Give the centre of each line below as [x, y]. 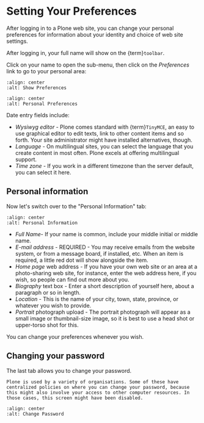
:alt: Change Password [35, 414]
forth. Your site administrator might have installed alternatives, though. [104, 140]
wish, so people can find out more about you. [72, 280]
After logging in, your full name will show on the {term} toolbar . [86, 52]
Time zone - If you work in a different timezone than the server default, [104, 165]
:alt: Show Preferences [37, 88]
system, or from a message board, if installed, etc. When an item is [99, 253]
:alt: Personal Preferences [42, 104]
